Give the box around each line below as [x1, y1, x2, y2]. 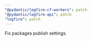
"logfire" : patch [4, 16, 41, 21]
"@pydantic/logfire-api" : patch [4, 12, 72, 17]
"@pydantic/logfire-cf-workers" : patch [4, 7, 88, 12]
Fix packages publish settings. [4, 30, 67, 36]
